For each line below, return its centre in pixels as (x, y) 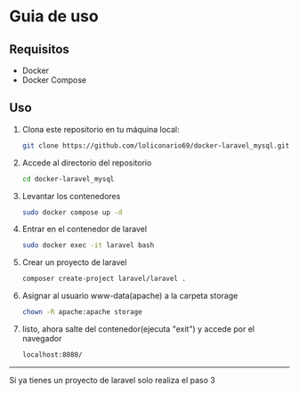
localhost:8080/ (52, 355)
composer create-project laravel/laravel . (104, 279)
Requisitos (39, 49)
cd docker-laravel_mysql (68, 179)
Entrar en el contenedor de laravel (85, 229)
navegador (42, 339)
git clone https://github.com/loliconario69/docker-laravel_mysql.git (156, 145)
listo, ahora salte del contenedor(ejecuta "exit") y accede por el (138, 329)
